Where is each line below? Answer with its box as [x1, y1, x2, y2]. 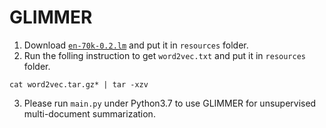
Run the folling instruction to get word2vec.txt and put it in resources [23, 49, 306, 61]
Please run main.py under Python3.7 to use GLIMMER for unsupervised [23, 97, 317, 109]
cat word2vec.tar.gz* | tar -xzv [9, 79, 149, 90]
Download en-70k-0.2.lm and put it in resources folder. [23, 39, 249, 51]
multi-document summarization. [23, 107, 156, 120]
